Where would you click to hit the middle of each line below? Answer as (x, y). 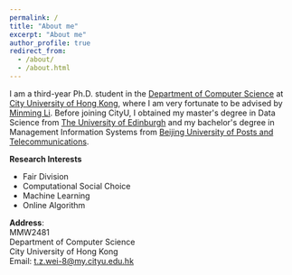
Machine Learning (56, 196)
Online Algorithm (54, 205)
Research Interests (46, 159)
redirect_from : (38, 51)
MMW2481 (29, 232)
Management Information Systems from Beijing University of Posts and (141, 132)
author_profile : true (50, 43)
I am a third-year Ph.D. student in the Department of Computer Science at (146, 93)
